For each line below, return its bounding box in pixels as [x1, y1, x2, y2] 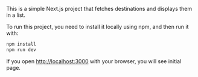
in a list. [6, 11, 26, 19]
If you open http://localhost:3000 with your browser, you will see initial [6, 57, 182, 65]
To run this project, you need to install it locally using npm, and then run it [6, 23, 189, 30]
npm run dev [6, 46, 36, 53]
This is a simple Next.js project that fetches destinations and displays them [6, 5, 193, 12]
